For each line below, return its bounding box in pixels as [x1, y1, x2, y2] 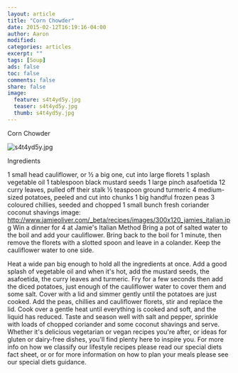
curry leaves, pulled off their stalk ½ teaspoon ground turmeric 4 [7, 185, 197, 194]
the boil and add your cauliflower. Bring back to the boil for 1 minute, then [7, 230, 222, 239]
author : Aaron [7, 30, 50, 38]
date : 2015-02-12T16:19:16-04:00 [7, 23, 107, 31]
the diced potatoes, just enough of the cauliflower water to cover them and [7, 282, 227, 291]
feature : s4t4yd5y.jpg [13, 97, 81, 104]
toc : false [7, 70, 40, 77]
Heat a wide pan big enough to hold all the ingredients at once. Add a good [7, 259, 227, 268]
